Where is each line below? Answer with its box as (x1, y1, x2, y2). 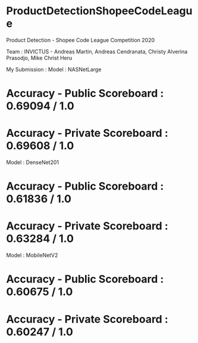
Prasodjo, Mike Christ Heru (6, 54, 73, 61)
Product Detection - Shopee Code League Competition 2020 (6, 36, 155, 43)
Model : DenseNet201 (6, 159, 59, 166)
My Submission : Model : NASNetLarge (6, 65, 102, 73)
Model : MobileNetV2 (6, 251, 58, 259)
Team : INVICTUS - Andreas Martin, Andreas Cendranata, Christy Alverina (6, 48, 188, 55)
